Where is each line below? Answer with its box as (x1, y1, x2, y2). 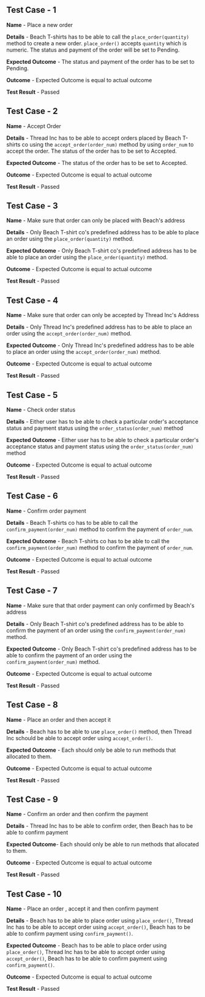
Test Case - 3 (6, 201, 58, 211)
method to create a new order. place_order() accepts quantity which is (6, 39, 187, 47)
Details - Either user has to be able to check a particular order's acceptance (6, 418, 199, 426)
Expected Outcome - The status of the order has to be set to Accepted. (6, 159, 188, 166)
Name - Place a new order (6, 21, 73, 28)
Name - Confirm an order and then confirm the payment (6, 811, 149, 818)
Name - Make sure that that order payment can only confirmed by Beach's (6, 602, 195, 609)
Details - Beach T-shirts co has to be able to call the (6, 519, 138, 526)
